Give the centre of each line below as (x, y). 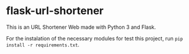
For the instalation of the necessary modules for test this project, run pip (94, 38)
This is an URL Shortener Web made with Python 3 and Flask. (81, 27)
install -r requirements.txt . (43, 45)
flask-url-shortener (55, 11)
